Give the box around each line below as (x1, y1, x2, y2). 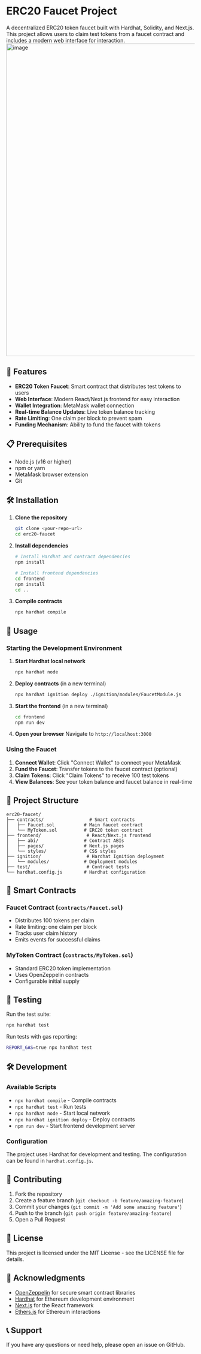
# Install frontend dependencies (14, 570, 99, 576)
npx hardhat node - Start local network (14, 1109, 111, 1117)
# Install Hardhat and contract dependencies (14, 553, 130, 560)
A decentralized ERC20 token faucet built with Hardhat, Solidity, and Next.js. (6, 24, 194, 31)
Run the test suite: (6, 1010, 51, 1018)
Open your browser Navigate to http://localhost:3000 (14, 730, 152, 738)
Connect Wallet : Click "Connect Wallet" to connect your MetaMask (14, 759, 181, 766)
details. (6, 1255, 25, 1263)
